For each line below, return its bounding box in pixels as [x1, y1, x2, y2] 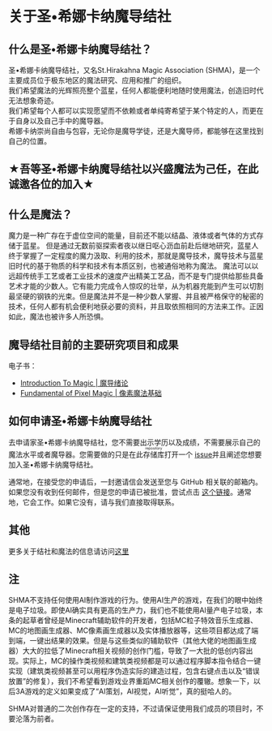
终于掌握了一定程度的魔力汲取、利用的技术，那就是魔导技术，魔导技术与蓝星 [8, 251, 264, 260]
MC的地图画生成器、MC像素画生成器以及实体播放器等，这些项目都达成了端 [8, 626, 259, 635]
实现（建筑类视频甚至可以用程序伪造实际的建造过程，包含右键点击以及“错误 [8, 666, 261, 676]
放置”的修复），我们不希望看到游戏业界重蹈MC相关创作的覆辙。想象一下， [8, 677, 254, 686]
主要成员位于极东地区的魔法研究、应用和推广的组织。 [8, 75, 186, 85]
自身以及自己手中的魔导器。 [15, 116, 108, 126]
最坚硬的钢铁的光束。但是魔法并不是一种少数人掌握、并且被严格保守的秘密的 [8, 291, 264, 301]
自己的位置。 [8, 136, 51, 146]
